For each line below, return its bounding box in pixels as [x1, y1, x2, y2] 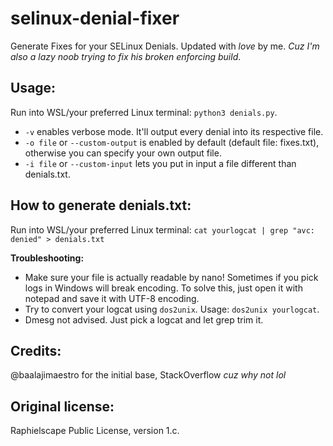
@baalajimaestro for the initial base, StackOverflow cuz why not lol [10, 369, 287, 381]
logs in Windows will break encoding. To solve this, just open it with [24, 282, 303, 294]
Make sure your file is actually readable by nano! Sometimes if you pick [24, 271, 319, 283]
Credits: [10, 342, 62, 359]
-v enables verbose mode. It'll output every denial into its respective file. [24, 125, 324, 137]
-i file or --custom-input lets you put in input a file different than [24, 157, 297, 169]
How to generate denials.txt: [10, 197, 192, 214]
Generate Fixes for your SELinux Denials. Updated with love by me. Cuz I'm [10, 40, 320, 52]
